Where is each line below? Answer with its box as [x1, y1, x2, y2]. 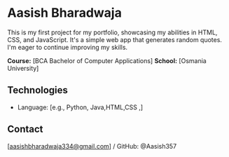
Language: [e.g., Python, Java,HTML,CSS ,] [17, 103, 144, 111]
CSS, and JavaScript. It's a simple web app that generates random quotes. [7, 35, 223, 43]
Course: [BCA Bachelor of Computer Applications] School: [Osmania [7, 56, 207, 64]
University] [7, 64, 39, 72]
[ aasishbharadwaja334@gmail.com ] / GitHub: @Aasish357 [7, 142, 177, 150]
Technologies [7, 84, 69, 96]
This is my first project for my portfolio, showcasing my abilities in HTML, [7, 28, 218, 36]
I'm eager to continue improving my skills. [7, 43, 128, 51]
